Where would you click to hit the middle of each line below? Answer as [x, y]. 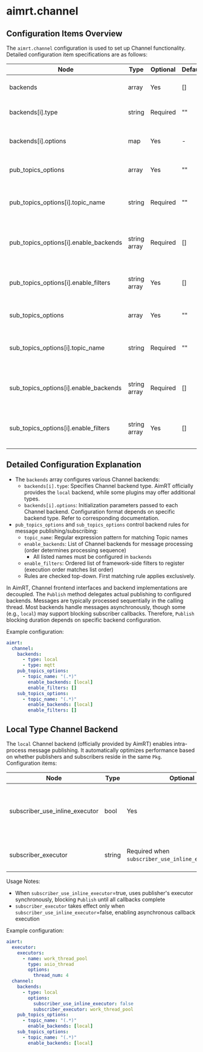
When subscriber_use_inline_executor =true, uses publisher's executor [104, 893]
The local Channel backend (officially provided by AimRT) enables [89, 744]
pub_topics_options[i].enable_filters [60, 283]
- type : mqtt [39, 665]
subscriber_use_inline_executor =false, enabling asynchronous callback [105, 912]
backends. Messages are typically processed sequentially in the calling [95, 601]
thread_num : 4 [51, 976]
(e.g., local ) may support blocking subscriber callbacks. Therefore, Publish [100, 613]
